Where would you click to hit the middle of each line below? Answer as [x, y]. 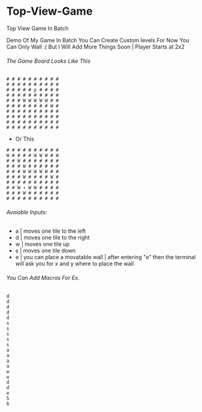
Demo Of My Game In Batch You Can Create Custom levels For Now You [98, 40]
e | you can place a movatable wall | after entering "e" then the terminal [106, 257]
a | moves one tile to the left [50, 231]
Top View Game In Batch [37, 28]
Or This [25, 139]
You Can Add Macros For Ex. [43, 278]
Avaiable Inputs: [27, 212]
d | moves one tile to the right [52, 238]
